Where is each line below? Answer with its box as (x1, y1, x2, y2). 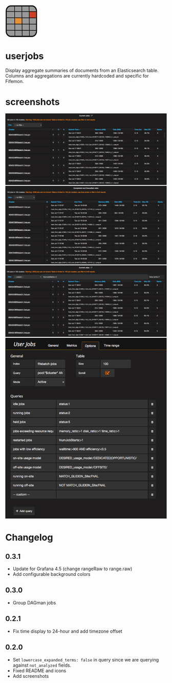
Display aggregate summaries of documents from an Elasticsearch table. (5, 67, 159, 73)
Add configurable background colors (12, 571, 91, 577)
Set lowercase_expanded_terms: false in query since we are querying (12, 656, 159, 662)
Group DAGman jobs (12, 599, 56, 606)
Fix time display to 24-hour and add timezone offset (12, 628, 122, 634)
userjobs (5, 50, 44, 62)
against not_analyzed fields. (12, 662, 72, 668)
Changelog (5, 532, 53, 544)
